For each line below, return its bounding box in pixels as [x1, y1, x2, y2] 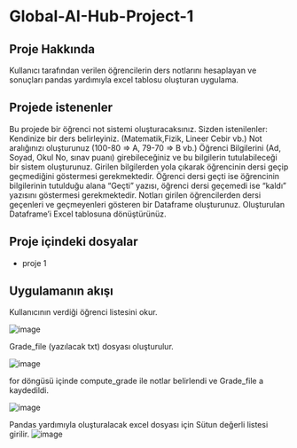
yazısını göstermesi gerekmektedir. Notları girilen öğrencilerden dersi [9, 189, 262, 200]
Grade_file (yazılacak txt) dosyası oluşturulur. [9, 342, 175, 352]
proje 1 [21, 257, 47, 268]
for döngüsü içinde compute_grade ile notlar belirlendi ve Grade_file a [9, 375, 264, 387]
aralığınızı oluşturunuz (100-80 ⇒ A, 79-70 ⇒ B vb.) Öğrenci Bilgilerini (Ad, [9, 142, 282, 153]
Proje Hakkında [9, 42, 96, 57]
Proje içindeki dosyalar [9, 234, 139, 249]
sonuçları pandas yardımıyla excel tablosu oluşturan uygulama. [9, 75, 239, 85]
